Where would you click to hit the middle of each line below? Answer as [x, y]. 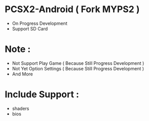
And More [23, 74]
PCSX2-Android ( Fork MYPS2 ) [72, 9]
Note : [18, 49]
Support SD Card [30, 28]
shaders [21, 108]
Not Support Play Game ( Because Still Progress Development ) [78, 63]
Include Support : [42, 94]
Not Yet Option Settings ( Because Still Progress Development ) [78, 68]
